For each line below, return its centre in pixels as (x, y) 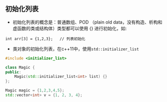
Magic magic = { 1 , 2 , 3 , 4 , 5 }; (35, 90)
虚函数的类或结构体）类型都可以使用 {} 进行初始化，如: (70, 28)
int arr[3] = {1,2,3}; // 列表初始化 (45, 39)
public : (13, 72)
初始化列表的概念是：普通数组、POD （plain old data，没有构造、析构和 (88, 22)
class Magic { (20, 67)
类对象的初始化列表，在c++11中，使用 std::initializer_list (76, 49)
